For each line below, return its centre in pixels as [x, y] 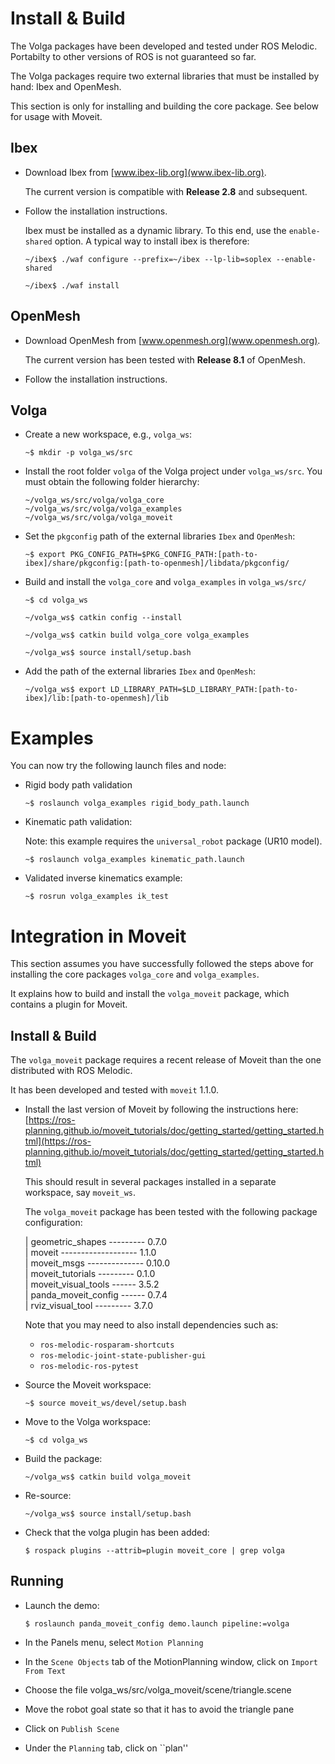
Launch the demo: [62, 1605]
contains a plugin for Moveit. [69, 1004]
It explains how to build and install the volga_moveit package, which [150, 994]
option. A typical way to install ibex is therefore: [152, 241]
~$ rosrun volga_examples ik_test [96, 897]
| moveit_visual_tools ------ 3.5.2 [92, 1284]
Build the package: [63, 1459]
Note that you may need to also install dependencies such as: [151, 1325]
